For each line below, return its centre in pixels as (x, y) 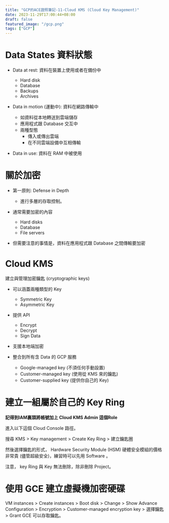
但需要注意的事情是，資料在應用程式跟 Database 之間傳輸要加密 (79, 243)
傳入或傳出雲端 (43, 136)
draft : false (19, 19)
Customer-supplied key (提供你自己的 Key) (64, 380)
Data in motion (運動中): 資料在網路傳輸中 (55, 107)
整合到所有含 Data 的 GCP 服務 (44, 357)
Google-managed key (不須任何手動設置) (63, 367)
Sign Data (30, 335)
